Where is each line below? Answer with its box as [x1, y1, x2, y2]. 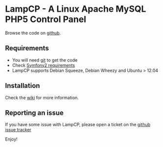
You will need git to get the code [12, 57, 78, 63]
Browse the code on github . [5, 30, 61, 36]
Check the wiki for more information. [5, 94, 79, 101]
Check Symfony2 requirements [12, 62, 75, 68]
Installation [5, 82, 40, 90]
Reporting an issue [5, 108, 64, 117]
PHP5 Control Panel [5, 14, 87, 25]
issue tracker [5, 127, 32, 133]
